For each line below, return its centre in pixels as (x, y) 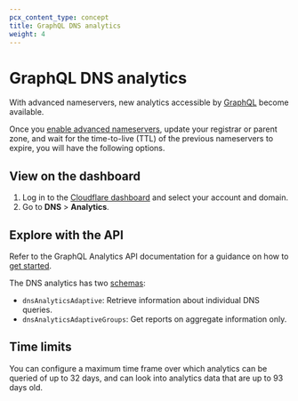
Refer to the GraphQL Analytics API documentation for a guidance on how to (149, 256)
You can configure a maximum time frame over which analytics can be (138, 368)
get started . (30, 265)
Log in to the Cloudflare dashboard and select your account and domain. (155, 197)
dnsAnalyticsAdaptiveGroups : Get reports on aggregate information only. (154, 319)
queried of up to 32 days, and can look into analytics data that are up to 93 (146, 378)
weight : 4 (28, 34)
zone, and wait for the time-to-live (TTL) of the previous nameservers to (141, 139)
